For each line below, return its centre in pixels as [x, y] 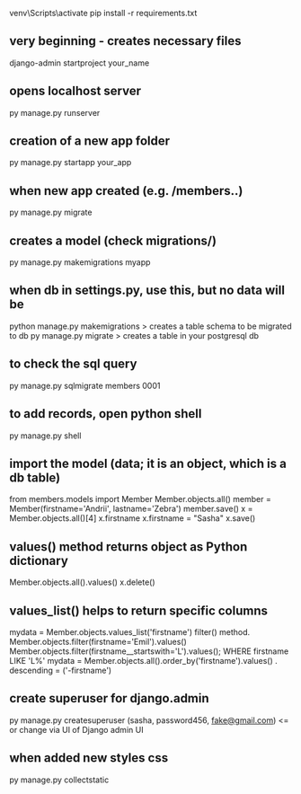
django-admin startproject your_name [80, 63]
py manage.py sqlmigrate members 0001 [85, 385]
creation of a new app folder [90, 141]
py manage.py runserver [55, 112]
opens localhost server [75, 91]
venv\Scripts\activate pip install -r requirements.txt [103, 13]
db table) [35, 477]
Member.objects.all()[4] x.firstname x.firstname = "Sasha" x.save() [133, 518]
